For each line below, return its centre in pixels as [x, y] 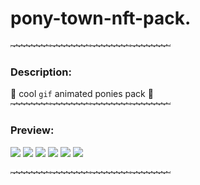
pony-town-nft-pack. [101, 18]
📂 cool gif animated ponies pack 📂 [82, 94]
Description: [41, 72]
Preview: [32, 130]
